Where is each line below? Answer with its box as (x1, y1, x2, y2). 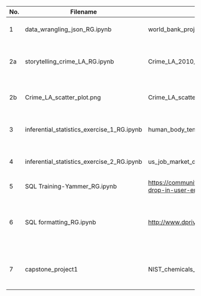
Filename (70, 8, 98, 16)
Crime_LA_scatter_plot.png (25, 93, 101, 101)
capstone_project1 (25, 266, 78, 273)
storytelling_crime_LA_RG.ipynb (25, 57, 114, 65)
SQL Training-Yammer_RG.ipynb (25, 182, 117, 190)
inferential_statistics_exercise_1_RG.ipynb (25, 126, 142, 133)
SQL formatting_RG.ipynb (25, 218, 97, 226)
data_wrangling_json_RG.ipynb (25, 25, 112, 33)
